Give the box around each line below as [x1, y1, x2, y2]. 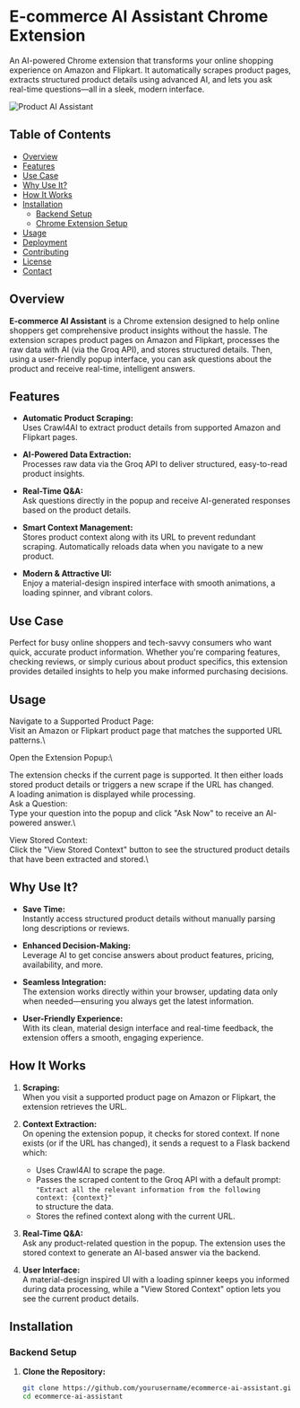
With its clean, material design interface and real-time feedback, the [21, 1022, 274, 1034]
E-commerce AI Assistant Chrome [9, 6, 269, 27]
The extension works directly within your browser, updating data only [21, 986, 279, 997]
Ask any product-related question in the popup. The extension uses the [21, 1237, 286, 1248]
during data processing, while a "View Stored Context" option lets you [21, 1283, 281, 1294]
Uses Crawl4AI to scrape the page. [35, 1165, 166, 1175]
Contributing [21, 246, 69, 257]
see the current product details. [21, 1293, 139, 1304]
